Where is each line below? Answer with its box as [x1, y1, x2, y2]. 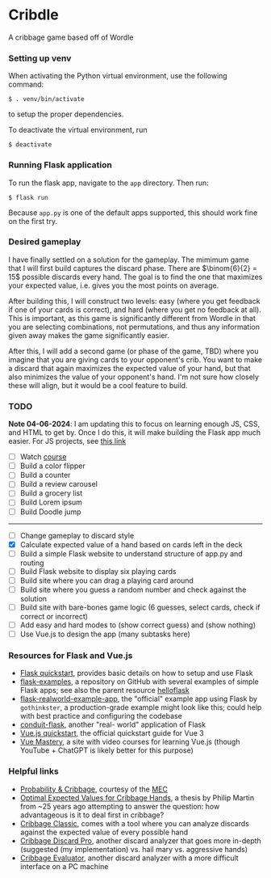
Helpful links [8, 766, 59, 777]
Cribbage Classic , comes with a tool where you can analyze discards [19, 818, 250, 828]
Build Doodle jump [19, 507, 81, 517]
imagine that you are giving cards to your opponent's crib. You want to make [8, 354, 263, 365]
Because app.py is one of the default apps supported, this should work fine [8, 208, 258, 217]
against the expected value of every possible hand [19, 827, 189, 837]
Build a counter [19, 471, 71, 480]
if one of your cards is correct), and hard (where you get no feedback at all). [8, 305, 262, 314]
